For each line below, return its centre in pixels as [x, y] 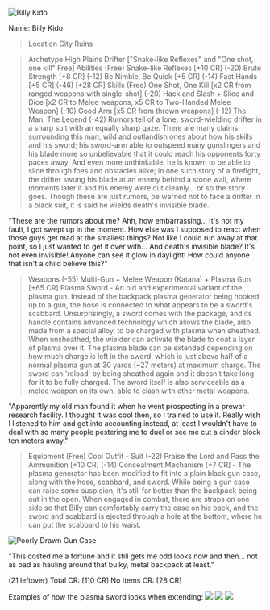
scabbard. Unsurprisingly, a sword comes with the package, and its [140, 313]
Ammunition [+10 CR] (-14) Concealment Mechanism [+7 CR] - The [139, 465]
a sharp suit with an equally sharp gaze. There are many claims [133, 128]
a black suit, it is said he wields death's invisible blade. [118, 205]
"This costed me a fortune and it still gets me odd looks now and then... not [133, 556]
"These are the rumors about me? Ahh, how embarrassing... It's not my [126, 221]
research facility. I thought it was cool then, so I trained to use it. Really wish [134, 415]
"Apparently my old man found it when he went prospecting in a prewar [127, 406]
